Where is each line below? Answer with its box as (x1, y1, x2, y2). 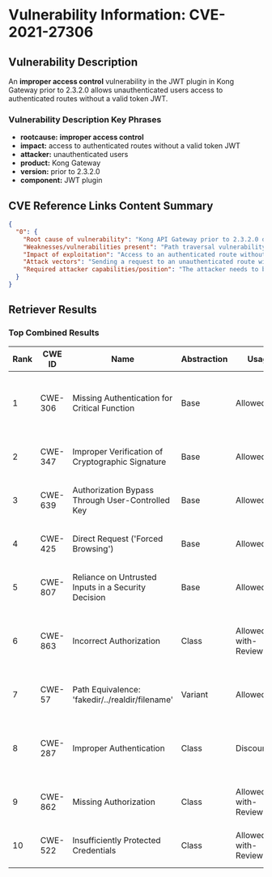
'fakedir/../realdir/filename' (72, 694, 174, 705)
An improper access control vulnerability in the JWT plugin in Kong (8, 77, 235, 86)
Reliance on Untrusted (72, 571, 157, 582)
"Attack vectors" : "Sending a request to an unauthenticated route (23, 258, 255, 266)
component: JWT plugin (19, 176, 103, 185)
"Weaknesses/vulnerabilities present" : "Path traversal (23, 243, 216, 251)
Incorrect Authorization (72, 635, 160, 646)
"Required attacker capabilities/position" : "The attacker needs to (23, 266, 259, 274)
